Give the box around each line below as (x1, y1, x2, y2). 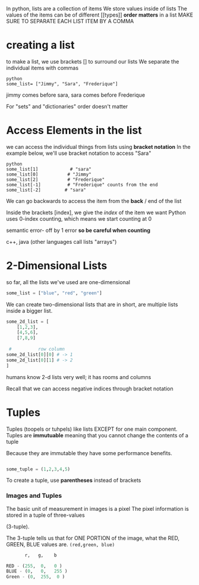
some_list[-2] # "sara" (6, 187, 86, 193)
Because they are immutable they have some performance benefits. (6, 449, 172, 456)
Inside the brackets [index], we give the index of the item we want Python (6, 209, 186, 216)
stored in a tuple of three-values (6, 511, 85, 519)
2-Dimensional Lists (6, 259, 108, 272)
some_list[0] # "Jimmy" (6, 171, 92, 177)
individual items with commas (6, 64, 79, 71)
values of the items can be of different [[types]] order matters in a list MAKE (6, 11, 194, 18)
